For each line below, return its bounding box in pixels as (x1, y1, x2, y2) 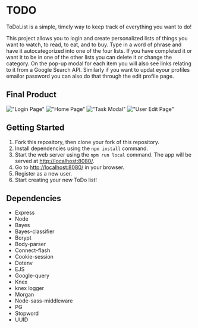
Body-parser (14, 241, 46, 248)
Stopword (14, 310, 39, 317)
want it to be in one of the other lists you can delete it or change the (6, 53, 172, 60)
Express (14, 209, 35, 216)
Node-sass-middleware (14, 297, 73, 304)
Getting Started (6, 123, 65, 133)
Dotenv (14, 259, 33, 267)
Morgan (14, 291, 34, 298)
